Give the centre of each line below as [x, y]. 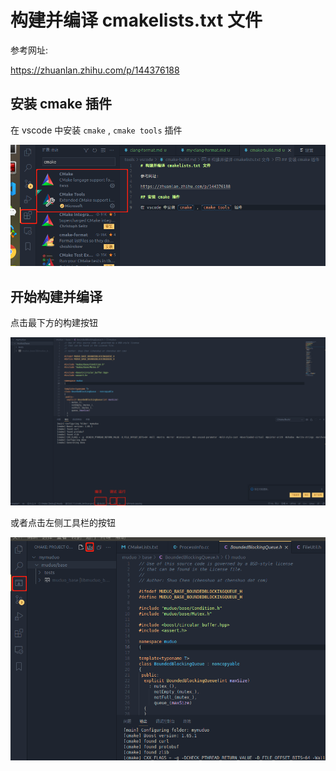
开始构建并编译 [56, 296]
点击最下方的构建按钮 [54, 322]
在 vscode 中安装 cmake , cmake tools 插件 [96, 130]
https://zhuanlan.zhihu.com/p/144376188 [95, 70]
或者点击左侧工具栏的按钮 [63, 522]
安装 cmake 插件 [61, 104]
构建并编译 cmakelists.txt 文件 [136, 20]
